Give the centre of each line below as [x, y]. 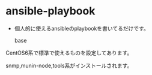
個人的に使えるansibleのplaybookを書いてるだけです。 [82, 28]
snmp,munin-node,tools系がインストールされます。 [69, 65]
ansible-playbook [50, 11]
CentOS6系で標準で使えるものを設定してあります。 [69, 53]
